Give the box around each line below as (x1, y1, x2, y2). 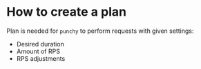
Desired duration (16, 40, 65, 48)
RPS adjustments (16, 54, 66, 62)
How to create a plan (6, 4, 127, 20)
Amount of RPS (16, 47, 60, 55)
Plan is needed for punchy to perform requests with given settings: (6, 27, 194, 35)
